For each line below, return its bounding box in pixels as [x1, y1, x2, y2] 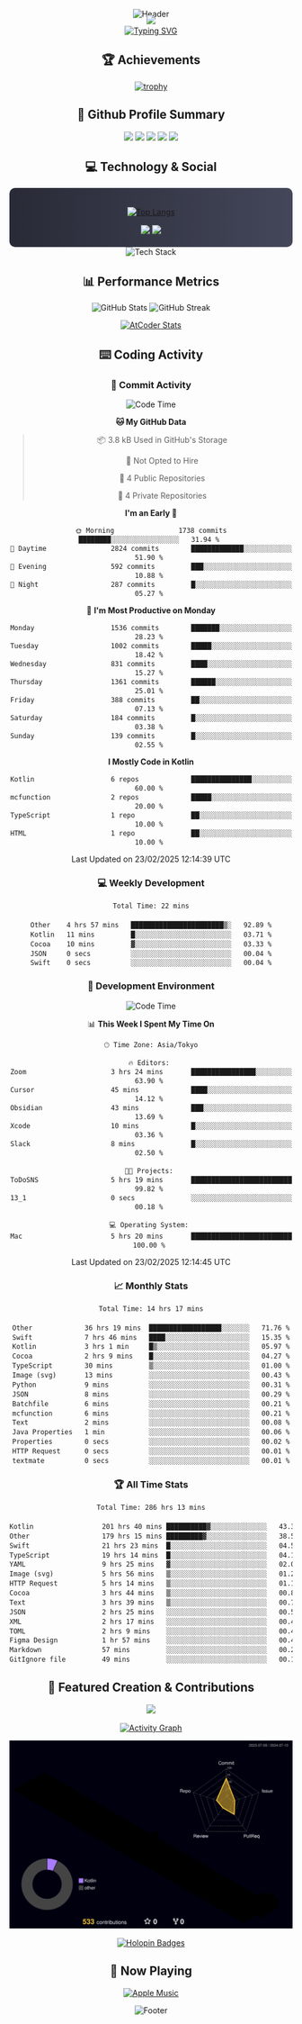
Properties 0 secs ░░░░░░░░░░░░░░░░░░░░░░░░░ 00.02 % [12, 1437, 290, 1447]
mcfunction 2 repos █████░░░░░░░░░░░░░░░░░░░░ [10, 792, 292, 801]
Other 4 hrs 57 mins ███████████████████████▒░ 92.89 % [30, 920, 272, 929]
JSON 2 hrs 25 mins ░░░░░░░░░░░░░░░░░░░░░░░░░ [9, 1607, 268, 1616]
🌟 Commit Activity [111, 378, 191, 391]
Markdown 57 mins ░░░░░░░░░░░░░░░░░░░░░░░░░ [9, 1646, 268, 1655]
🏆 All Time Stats [113, 1477, 189, 1490]
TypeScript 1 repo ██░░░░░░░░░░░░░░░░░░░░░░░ [10, 810, 292, 819]
